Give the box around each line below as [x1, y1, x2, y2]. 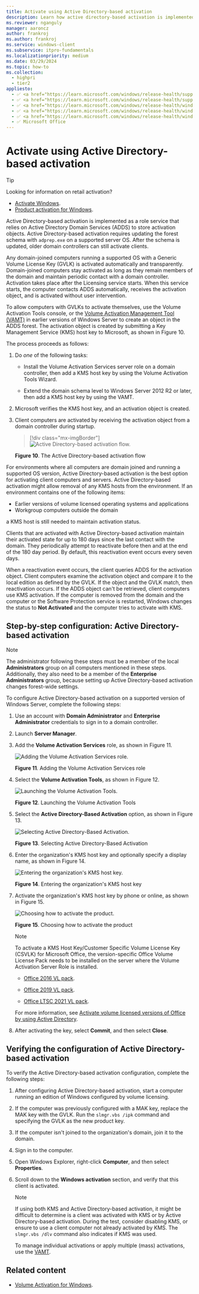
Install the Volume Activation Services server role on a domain [23, 363, 175, 371]
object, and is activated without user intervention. [6, 292, 127, 299]
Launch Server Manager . [14, 730, 77, 737]
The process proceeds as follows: [6, 340, 89, 348]
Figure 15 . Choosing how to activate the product [14, 921, 133, 928]
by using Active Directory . [14, 1015, 78, 1022]
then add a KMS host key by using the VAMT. [23, 394, 134, 401]
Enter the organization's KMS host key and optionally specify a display [14, 851, 187, 858]
